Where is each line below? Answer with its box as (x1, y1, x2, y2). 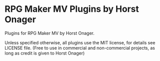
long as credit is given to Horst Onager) (4, 50, 85, 56)
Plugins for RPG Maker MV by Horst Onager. (4, 30, 95, 36)
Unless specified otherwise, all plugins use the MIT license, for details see (4, 39, 156, 45)
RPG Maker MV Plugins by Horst (4, 3, 139, 15)
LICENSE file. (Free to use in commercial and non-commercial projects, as (4, 45, 155, 51)
